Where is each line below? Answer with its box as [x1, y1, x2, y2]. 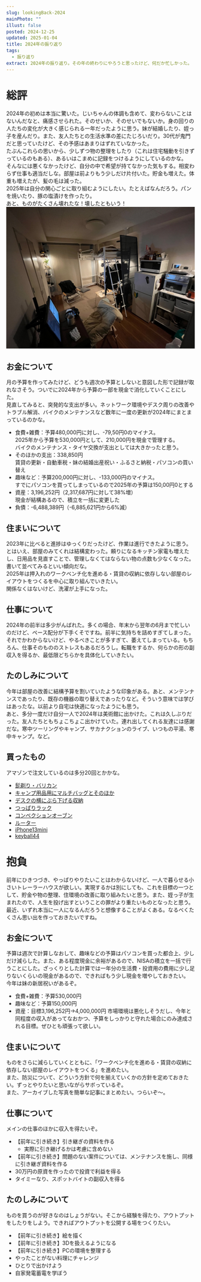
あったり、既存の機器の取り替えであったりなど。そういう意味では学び [22, 695, 194, 702]
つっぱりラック [14, 804, 52, 811]
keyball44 [14, 832, 40, 839]
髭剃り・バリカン [14, 781, 57, 789]
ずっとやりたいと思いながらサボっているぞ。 [16, 1081, 127, 1088]
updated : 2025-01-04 [6, 35, 58, 41]
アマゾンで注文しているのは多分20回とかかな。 [6, 769, 123, 776]
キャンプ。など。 [11, 732, 53, 740]
